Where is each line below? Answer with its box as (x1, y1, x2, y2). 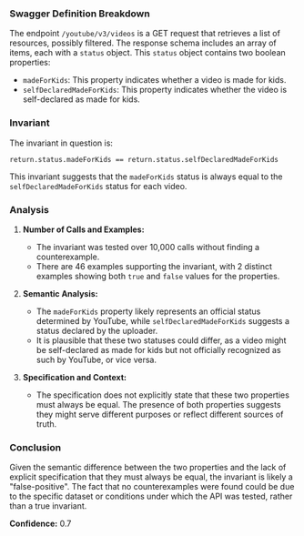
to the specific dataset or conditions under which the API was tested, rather (9, 490, 293, 502)
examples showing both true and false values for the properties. (35, 270, 280, 281)
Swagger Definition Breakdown (9, 7, 150, 20)
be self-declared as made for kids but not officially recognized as (35, 344, 281, 355)
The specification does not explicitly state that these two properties (35, 389, 289, 400)
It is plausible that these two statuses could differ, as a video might (35, 335, 287, 346)
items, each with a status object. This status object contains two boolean (9, 47, 287, 58)
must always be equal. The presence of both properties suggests (35, 399, 281, 410)
